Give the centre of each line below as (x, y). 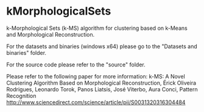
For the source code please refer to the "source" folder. (76, 65)
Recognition (21, 96)
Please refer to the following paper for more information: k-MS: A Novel (96, 76)
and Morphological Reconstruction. (51, 34)
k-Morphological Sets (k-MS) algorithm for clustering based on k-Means (97, 28)
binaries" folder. (26, 52)
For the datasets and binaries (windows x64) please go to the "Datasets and (102, 46)
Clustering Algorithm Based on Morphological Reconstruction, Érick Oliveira (101, 83)
